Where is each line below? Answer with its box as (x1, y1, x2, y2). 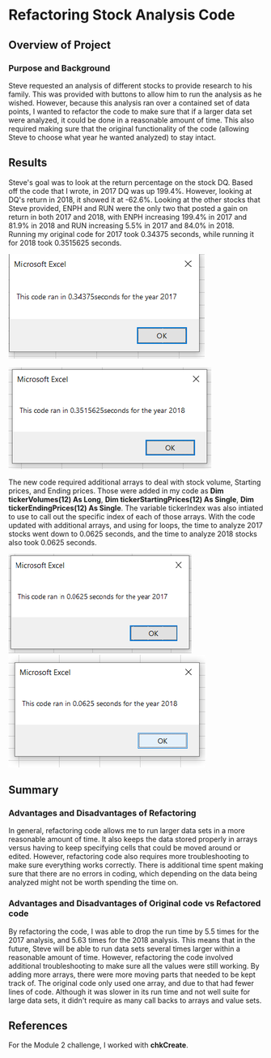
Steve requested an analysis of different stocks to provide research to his (8, 80, 252, 90)
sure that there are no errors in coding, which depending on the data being (8, 869, 257, 879)
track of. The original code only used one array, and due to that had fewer (8, 978, 255, 987)
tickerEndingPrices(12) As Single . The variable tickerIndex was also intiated (8, 503, 264, 513)
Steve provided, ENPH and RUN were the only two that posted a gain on (8, 203, 248, 213)
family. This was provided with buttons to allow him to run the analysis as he (8, 89, 262, 99)
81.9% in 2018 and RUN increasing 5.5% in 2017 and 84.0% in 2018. (8, 221, 235, 230)
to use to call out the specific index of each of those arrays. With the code (8, 511, 256, 521)
